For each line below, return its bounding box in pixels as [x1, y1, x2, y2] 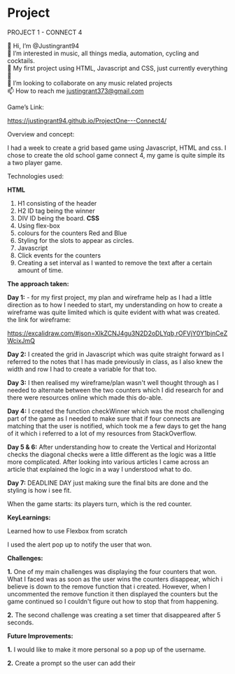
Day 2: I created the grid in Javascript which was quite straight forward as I [7, 350, 225, 358]
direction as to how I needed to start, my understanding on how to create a [7, 300, 222, 309]
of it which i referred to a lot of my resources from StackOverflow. [7, 429, 197, 437]
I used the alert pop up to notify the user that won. [7, 540, 152, 549]
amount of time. [17, 266, 64, 274]
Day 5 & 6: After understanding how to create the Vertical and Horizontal [7, 442, 217, 451]
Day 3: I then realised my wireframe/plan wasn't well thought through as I [7, 378, 219, 386]
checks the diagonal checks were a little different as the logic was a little [7, 450, 217, 458]
